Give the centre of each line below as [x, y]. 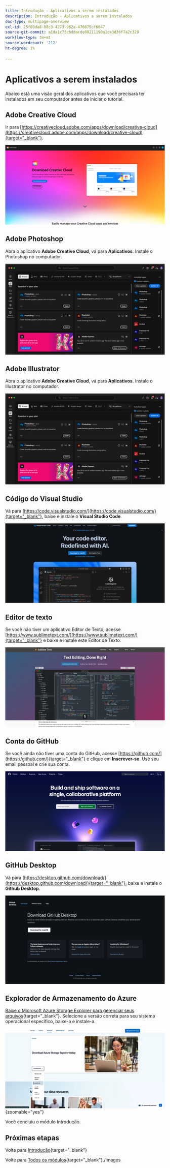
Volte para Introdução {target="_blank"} [46, 1150]
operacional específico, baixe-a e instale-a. [51, 1022]
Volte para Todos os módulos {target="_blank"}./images [63, 1160]
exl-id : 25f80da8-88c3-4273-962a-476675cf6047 [55, 27]
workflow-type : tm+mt [28, 38]
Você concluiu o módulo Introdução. [43, 1122]
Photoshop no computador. [34, 256]
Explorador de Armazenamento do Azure [71, 998]
